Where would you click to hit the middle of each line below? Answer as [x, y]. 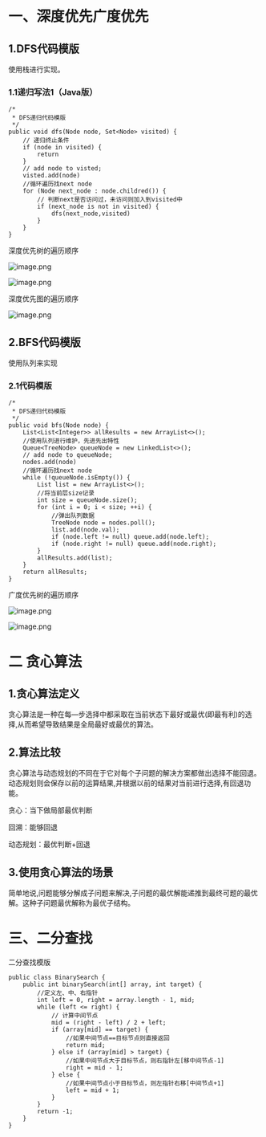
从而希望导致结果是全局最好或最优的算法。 [88, 724]
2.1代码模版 [30, 386]
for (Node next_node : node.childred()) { [95, 191]
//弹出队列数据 [73, 516]
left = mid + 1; [93, 1090]
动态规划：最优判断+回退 [49, 845]
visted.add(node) [52, 176]
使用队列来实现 [33, 363]
